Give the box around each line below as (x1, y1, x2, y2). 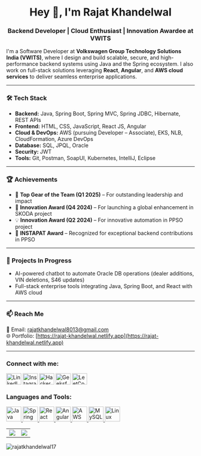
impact (14, 197, 32, 205)
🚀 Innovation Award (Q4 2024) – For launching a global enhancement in (14, 204, 194, 211)
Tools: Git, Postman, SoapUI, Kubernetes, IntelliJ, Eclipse (14, 154, 156, 161)
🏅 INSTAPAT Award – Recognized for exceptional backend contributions (14, 229, 193, 237)
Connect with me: (6, 359, 59, 368)
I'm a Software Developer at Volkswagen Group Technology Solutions (6, 48, 181, 55)
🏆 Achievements (6, 175, 58, 183)
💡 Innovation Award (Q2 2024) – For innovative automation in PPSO (14, 216, 184, 224)
